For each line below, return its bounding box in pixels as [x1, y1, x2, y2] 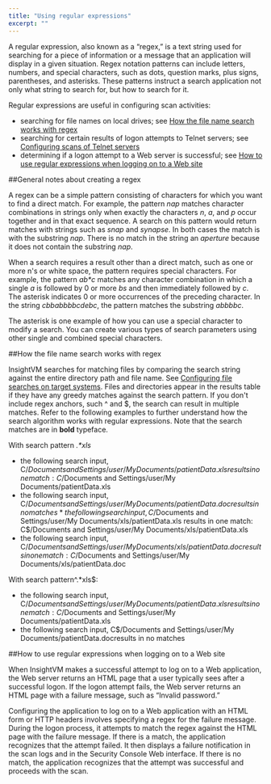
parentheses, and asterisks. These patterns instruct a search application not [8, 76, 262, 86]
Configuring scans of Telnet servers [19, 141, 140, 151]
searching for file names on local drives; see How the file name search [19, 116, 255, 125]
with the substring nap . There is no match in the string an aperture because [8, 233, 260, 242]
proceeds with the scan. [8, 765, 89, 776]
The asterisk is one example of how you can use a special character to [8, 316, 244, 326]
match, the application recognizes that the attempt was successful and [8, 757, 244, 767]
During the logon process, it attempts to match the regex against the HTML [8, 723, 257, 732]
